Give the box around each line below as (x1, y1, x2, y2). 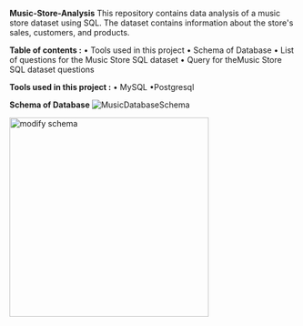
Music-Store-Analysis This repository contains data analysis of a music (9, 8, 280, 18)
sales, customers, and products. (9, 27, 130, 37)
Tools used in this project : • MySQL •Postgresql (9, 82, 195, 92)
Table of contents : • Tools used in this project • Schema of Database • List (9, 45, 294, 56)
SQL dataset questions (9, 64, 95, 75)
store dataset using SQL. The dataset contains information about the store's (9, 17, 294, 28)
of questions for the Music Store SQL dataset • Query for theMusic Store (9, 55, 282, 65)
